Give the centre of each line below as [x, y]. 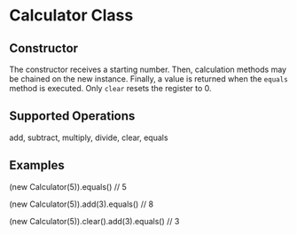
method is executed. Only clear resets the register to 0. [110, 88]
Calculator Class [71, 16]
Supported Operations [72, 116]
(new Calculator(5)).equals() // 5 [68, 186]
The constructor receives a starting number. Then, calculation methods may [148, 69]
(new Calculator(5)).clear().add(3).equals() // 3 [94, 221]
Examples [37, 165]
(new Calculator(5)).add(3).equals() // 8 [81, 204]
